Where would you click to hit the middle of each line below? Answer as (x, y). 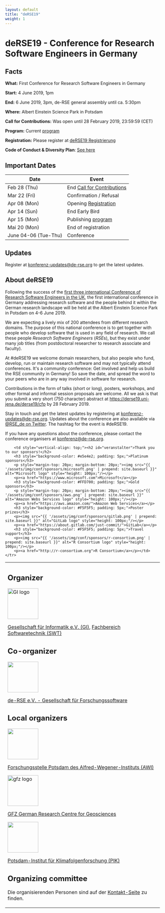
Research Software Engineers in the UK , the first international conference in (82, 297)
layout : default (22, 10)
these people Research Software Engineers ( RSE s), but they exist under (78, 338)
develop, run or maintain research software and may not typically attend (78, 363)
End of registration (88, 227)
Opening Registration (92, 203)
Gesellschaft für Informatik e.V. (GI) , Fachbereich (64, 627)
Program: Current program (32, 131)
